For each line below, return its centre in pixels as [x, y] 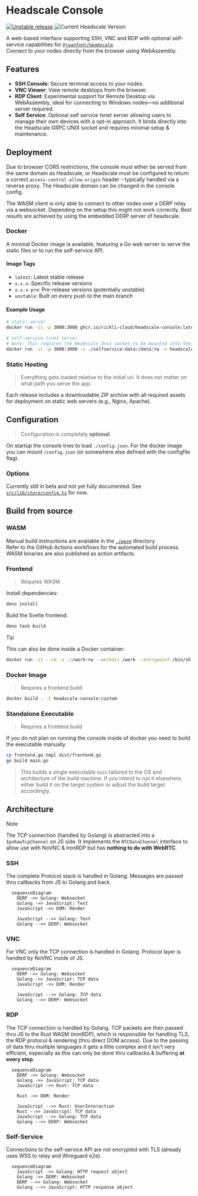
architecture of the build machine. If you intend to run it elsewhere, [101, 778]
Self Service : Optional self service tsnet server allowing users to [93, 115]
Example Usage [26, 309]
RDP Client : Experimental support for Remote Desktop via [85, 96]
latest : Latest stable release [49, 277]
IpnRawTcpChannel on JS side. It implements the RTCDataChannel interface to [97, 841]
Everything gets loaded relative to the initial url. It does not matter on [104, 377]
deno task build [26, 626]
